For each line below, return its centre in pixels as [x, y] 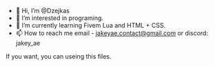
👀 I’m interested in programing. [60, 18]
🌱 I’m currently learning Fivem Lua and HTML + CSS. [91, 25]
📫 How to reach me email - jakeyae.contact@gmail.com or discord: [112, 33]
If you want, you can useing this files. [59, 56]
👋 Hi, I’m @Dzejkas [42, 11]
